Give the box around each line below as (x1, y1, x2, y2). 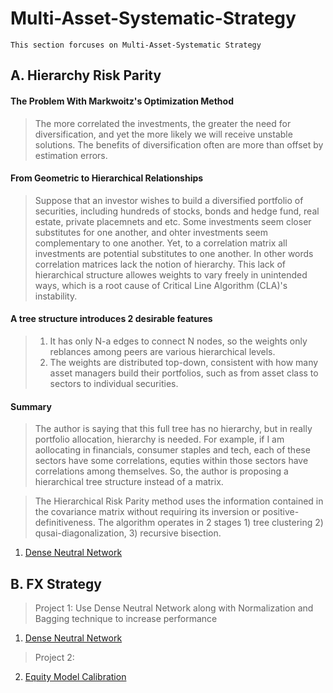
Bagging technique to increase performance (34, 612, 218, 624)
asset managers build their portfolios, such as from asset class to (49, 367, 319, 379)
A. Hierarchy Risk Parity (10, 67, 162, 84)
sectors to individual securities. (49, 377, 179, 389)
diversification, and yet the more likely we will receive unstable (34, 128, 293, 140)
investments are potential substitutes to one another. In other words (34, 247, 314, 259)
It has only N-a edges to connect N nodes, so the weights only (49, 335, 308, 347)
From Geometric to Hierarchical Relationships (10, 172, 204, 184)
